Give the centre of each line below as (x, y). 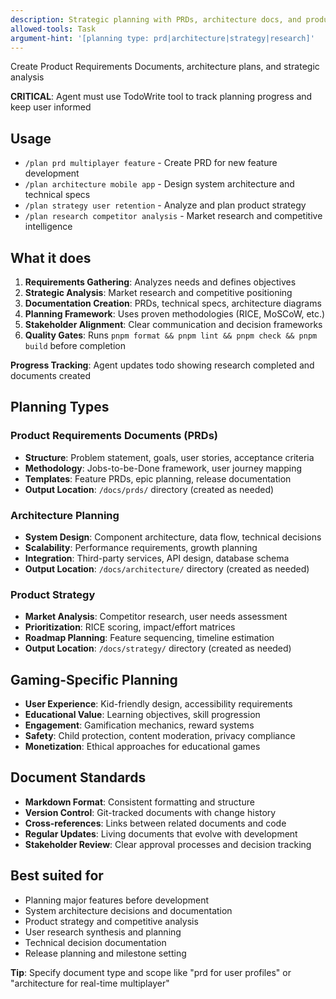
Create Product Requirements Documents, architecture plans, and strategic (165, 67)
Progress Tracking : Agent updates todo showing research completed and (162, 365)
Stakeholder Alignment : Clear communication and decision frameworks (173, 324)
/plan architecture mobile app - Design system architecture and (159, 184)
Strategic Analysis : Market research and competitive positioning (158, 292)
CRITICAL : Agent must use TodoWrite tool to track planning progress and (161, 97)
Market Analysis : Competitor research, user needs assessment (156, 617)
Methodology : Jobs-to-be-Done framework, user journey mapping (163, 468)
